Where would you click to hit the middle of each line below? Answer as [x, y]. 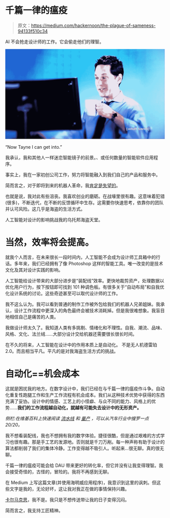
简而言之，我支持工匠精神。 [34, 510]
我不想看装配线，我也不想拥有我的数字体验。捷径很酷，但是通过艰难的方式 [83, 436]
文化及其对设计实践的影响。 [34, 270]
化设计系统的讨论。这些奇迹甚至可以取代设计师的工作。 [63, 294]
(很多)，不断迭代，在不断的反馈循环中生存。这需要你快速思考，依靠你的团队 [84, 203]
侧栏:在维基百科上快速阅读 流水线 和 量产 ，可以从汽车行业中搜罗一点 [77, 418]
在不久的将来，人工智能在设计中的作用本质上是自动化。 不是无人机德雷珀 [81, 345]
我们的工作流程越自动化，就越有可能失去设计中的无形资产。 [79, 408]
